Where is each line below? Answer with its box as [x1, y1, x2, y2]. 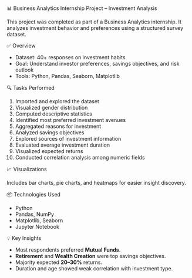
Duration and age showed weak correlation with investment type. [15, 265, 173, 272]
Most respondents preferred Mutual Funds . [15, 246, 121, 253]
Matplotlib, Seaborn [15, 217, 63, 224]
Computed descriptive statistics [15, 110, 93, 117]
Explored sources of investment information [15, 135, 122, 142]
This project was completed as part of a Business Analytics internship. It [6, 18, 181, 25]
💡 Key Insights [6, 235, 42, 242]
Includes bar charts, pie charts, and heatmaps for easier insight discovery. [6, 179, 187, 186]
